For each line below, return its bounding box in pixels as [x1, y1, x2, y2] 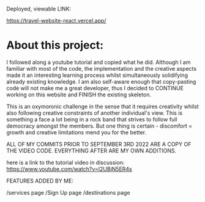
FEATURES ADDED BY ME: [6, 177, 73, 184]
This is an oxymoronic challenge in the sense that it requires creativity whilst [6, 103, 199, 110]
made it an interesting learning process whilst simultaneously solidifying [6, 71, 188, 79]
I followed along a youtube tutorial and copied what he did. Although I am [6, 58, 191, 66]
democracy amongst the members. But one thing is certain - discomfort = [6, 122, 193, 129]
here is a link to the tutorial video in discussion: [6, 159, 125, 166]
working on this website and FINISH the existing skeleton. [6, 91, 152, 98]
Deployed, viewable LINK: [6, 5, 72, 12]
